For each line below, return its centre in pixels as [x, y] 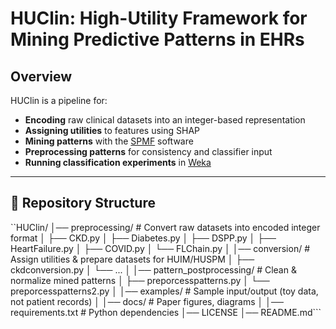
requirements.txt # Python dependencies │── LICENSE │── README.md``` [166, 312]
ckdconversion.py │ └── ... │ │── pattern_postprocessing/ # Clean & [153, 269]
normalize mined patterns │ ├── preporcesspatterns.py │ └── [140, 280]
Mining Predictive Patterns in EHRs [157, 39]
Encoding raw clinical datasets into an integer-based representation [165, 120]
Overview [41, 76]
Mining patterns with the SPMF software [109, 141]
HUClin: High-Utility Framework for [159, 18]
